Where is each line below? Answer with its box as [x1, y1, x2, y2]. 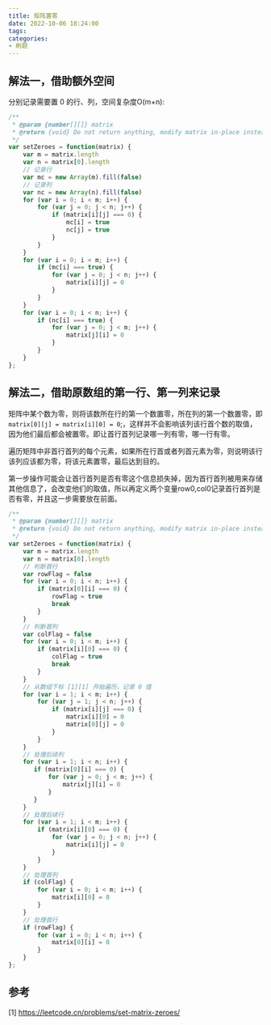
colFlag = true [51, 653, 103, 661]
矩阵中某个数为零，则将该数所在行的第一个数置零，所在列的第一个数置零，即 [8, 409, 263, 418]
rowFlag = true [51, 592, 103, 601]
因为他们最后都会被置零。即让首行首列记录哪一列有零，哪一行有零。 [8, 429, 235, 438]
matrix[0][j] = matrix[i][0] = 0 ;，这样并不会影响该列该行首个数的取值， [8, 418, 257, 429]
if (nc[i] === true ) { [37, 316, 114, 324]
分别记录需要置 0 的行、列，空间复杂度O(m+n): [8, 96, 165, 106]
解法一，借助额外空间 [8, 74, 115, 87]
